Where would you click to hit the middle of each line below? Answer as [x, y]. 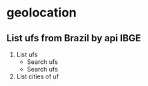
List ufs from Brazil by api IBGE [74, 38]
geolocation [41, 13]
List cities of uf [38, 76]
